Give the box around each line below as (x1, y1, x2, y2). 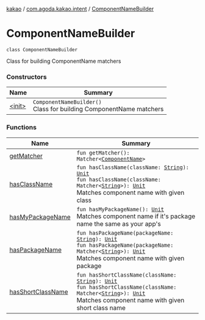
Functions (6, 123, 37, 132)
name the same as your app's (76, 219, 161, 228)
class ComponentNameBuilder (6, 46, 78, 53)
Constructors (6, 73, 47, 81)
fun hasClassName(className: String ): (76, 164, 189, 170)
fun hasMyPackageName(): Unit (76, 206, 165, 213)
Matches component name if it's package (76, 212, 196, 220)
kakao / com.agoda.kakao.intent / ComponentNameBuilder (6, 5, 154, 12)
